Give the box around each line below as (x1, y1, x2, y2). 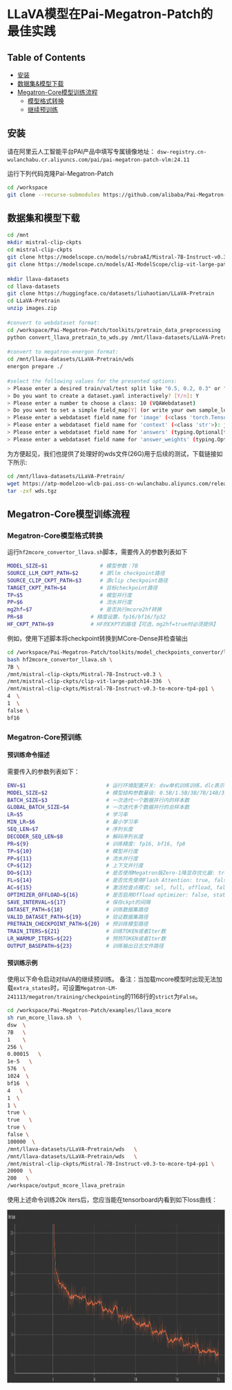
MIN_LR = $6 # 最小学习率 (7, 819, 138, 825)
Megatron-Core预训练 (7, 732, 82, 742)
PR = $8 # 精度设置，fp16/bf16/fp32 (7, 614, 166, 621)
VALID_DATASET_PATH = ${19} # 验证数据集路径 (7, 913, 148, 920)
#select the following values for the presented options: (7, 378, 177, 385)
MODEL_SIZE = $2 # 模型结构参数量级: (7, 789, 157, 796)
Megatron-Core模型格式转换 (7, 531, 104, 540)
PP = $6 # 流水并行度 (7, 599, 133, 606)
